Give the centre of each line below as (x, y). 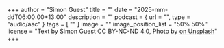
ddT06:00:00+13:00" (37, 17)
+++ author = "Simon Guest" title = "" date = (70, 10)
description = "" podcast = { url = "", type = (129, 17)
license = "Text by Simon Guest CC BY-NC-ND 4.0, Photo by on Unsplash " (112, 31)
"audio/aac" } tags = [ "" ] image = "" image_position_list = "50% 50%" (108, 24)
